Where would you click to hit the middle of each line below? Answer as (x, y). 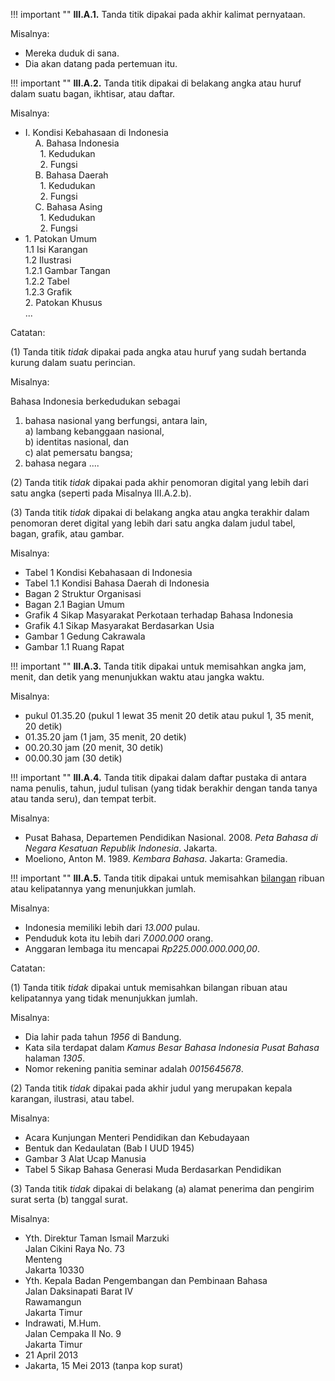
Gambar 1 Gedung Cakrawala (85, 636)
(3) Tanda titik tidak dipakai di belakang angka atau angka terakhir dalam (160, 512)
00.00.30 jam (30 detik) (73, 758)
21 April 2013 (51, 1355)
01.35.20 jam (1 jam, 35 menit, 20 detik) (105, 737)
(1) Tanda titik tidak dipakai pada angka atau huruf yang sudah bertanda (158, 352)
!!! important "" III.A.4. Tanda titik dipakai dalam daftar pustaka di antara (158, 777)
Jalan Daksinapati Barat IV (79, 1291)
